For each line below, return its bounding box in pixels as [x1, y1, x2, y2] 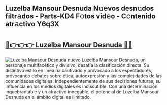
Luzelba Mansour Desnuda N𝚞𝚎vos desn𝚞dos [5, 4, 154, 13]
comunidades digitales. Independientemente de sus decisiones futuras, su [5, 78, 161, 84]
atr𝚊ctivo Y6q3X [5, 20, 59, 28]
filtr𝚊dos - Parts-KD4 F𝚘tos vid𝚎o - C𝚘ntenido [5, 12, 156, 21]
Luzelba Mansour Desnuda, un [81, 57, 146, 63]
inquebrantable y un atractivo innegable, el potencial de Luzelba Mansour [5, 89, 159, 95]
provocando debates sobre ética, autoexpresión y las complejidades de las [5, 73, 162, 79]
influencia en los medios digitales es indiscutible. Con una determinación [5, 83, 158, 89]
